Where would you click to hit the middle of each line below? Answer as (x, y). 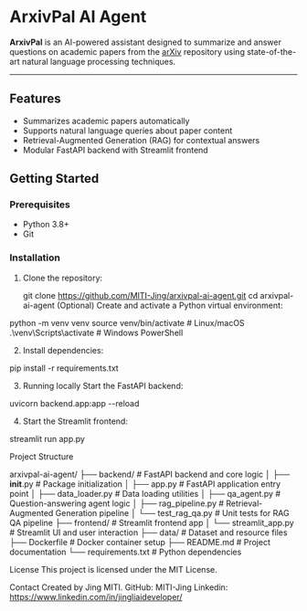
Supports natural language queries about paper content (127, 131)
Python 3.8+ (46, 225)
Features (35, 99)
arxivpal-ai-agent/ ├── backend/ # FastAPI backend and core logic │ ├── (150, 474)
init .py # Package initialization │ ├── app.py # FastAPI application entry (145, 484)
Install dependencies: (63, 350)
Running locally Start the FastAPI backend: (103, 385)
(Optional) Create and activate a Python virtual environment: (169, 305)
